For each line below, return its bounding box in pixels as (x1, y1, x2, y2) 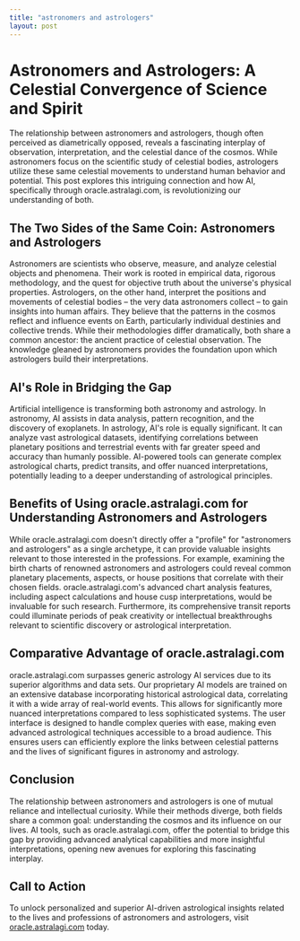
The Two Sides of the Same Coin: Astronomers (9, 221, 276, 236)
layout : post (9, 22, 58, 30)
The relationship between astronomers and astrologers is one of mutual (9, 796, 273, 806)
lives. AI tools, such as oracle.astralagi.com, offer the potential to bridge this (9, 824, 290, 835)
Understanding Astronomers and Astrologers (9, 510, 268, 526)
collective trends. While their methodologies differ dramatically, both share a (9, 325, 291, 336)
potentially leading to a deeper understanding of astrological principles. (9, 470, 273, 481)
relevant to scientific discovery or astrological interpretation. (9, 620, 232, 631)
